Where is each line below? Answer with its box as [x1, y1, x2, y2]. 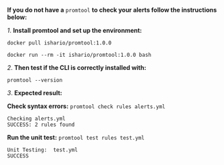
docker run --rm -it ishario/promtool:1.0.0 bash [7, 51, 152, 58]
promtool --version [7, 77, 63, 84]
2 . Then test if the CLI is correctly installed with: [7, 64, 147, 71]
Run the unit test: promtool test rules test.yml [7, 134, 145, 141]
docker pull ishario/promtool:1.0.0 [7, 40, 112, 47]
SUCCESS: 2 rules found [7, 121, 75, 128]
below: [7, 13, 27, 21]
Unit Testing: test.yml [7, 147, 78, 153]
